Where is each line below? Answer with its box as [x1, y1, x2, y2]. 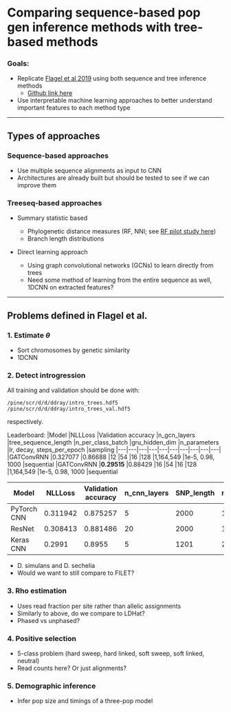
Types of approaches [7, 130, 100, 142]
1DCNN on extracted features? [27, 283, 114, 292]
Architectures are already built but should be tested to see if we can [16, 174, 210, 182]
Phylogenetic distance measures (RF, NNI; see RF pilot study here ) [27, 227, 217, 236]
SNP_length [175, 488, 215, 498]
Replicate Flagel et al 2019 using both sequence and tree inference [16, 74, 207, 83]
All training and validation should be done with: [7, 386, 140, 394]
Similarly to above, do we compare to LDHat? [16, 609, 146, 618]
